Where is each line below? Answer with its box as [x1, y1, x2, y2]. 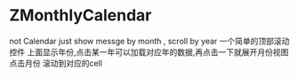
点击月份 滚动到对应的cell [9, 58, 102, 68]
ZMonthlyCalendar [9, 5, 152, 26]
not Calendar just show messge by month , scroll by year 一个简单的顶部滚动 [9, 35, 290, 46]
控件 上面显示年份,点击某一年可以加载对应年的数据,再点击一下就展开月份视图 [9, 46, 289, 58]
